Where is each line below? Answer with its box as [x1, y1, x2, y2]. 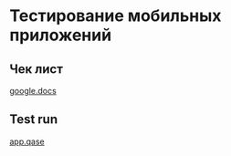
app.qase [9, 136, 46, 147]
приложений [9, 25, 112, 46]
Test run [9, 111, 58, 128]
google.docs [9, 86, 57, 96]
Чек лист [9, 61, 64, 77]
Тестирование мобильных [9, 5, 222, 26]
